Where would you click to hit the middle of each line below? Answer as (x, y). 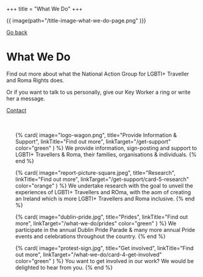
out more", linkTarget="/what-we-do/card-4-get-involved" (88, 254)
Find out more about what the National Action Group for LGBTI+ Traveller (98, 74)
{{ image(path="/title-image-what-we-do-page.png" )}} (76, 20)
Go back (17, 32)
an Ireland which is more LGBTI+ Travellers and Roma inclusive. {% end (105, 198)
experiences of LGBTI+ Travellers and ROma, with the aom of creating (103, 192)
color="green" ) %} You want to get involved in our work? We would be (104, 261)
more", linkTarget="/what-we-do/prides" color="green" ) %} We (96, 223)
